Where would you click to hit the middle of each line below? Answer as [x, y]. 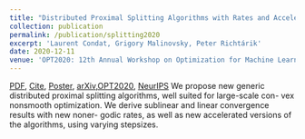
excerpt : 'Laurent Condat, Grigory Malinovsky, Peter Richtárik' [135, 43]
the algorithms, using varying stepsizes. [84, 124]
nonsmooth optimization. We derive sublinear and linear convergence [139, 105]
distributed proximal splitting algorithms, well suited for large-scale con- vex [152, 95]
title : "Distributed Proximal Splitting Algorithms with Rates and [140, 18]
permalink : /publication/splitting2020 [85, 35]
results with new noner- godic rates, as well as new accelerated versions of [151, 115]
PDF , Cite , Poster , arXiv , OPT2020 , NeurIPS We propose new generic [137, 86]
